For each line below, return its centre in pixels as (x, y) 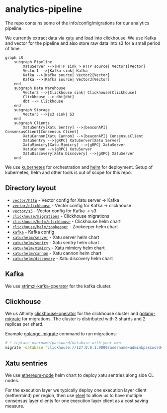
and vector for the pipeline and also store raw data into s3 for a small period (83, 43)
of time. (13, 48)
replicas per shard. (24, 324)
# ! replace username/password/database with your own (63, 343)
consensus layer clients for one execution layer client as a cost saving (77, 401)
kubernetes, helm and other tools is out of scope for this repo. (69, 172)
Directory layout (31, 188)
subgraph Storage (32, 110)
